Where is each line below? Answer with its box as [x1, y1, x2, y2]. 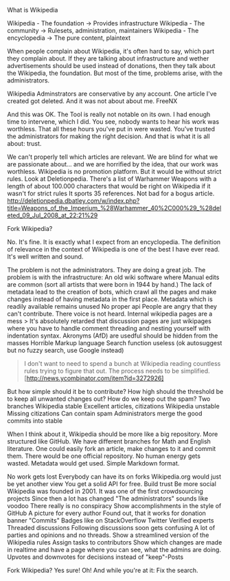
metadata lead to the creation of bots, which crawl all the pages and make [7, 288, 217, 296]
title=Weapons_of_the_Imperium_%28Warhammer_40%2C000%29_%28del [7, 204, 222, 212]
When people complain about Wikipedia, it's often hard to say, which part [7, 47, 215, 55]
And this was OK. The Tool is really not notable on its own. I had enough [7, 110, 211, 118]
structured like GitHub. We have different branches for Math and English [7, 437, 211, 446]
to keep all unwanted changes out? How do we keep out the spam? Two [7, 395, 211, 403]
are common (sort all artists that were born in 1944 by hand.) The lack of [7, 281, 212, 288]
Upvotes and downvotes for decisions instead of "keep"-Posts [7, 553, 184, 561]
